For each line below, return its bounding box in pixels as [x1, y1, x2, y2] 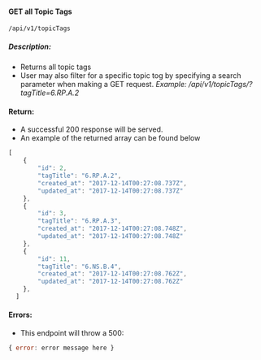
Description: [8, 41, 51, 51]
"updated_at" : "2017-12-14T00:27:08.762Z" [37, 277, 184, 286]
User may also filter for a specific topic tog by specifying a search [20, 71, 241, 80]
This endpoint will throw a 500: [20, 328, 124, 338]
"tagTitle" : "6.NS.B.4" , [37, 262, 122, 271]
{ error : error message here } [8, 344, 115, 353]
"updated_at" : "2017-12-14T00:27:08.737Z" [37, 187, 184, 195]
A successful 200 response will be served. [20, 124, 163, 134]
